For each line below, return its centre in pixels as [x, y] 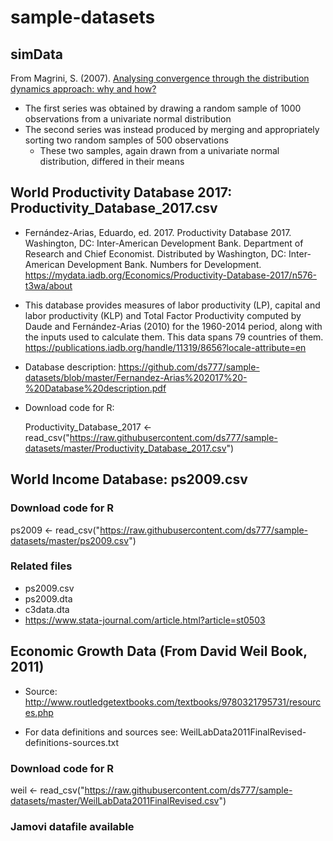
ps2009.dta [48, 598]
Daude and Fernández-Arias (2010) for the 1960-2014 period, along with [173, 326]
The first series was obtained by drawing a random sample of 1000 [163, 108]
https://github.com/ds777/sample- [189, 367]
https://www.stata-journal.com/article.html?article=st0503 [145, 620]
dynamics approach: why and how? [83, 89]
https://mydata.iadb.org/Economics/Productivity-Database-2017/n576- [171, 275]
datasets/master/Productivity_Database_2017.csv [125, 448]
